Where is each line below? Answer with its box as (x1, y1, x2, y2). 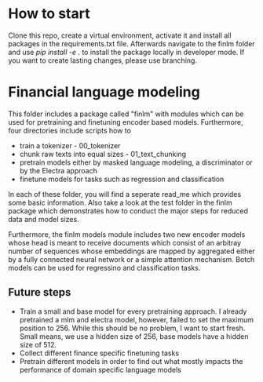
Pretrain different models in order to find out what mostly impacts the (19, 356, 243, 366)
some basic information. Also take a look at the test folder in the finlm (8, 198, 233, 207)
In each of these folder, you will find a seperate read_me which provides (8, 189, 242, 198)
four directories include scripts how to (8, 126, 132, 135)
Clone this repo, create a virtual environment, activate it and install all (8, 31, 232, 40)
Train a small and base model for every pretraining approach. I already (19, 307, 247, 316)
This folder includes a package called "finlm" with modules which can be (8, 109, 244, 118)
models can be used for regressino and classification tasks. (8, 263, 201, 272)
